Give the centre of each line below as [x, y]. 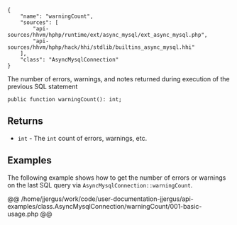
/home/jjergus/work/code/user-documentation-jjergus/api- [107, 199]
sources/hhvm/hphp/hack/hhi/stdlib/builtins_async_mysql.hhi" [101, 47]
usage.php [23, 214]
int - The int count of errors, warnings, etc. [82, 138]
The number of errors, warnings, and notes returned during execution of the [118, 79]
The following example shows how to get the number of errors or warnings [117, 178]
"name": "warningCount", [57, 16]
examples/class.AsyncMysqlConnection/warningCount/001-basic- [105, 206]
